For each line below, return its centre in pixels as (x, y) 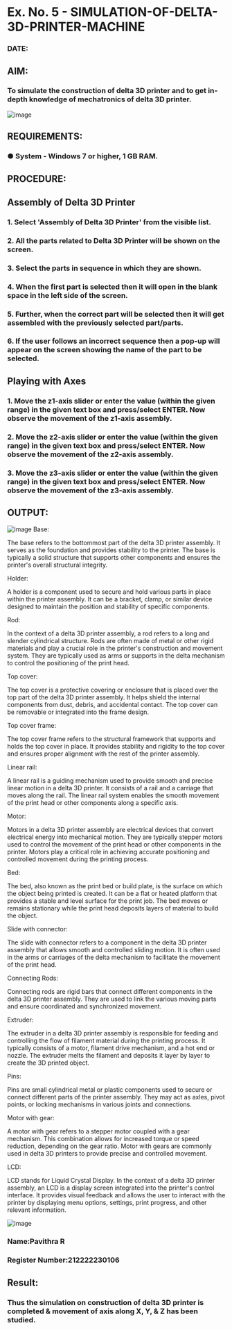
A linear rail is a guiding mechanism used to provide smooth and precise (110, 781)
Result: (23, 1282)
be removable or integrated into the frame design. (78, 712)
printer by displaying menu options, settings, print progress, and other (107, 1203)
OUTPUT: (28, 512)
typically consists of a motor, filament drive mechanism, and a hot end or (111, 1048)
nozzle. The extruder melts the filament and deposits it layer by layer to (109, 1056)
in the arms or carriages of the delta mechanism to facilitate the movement (114, 957)
